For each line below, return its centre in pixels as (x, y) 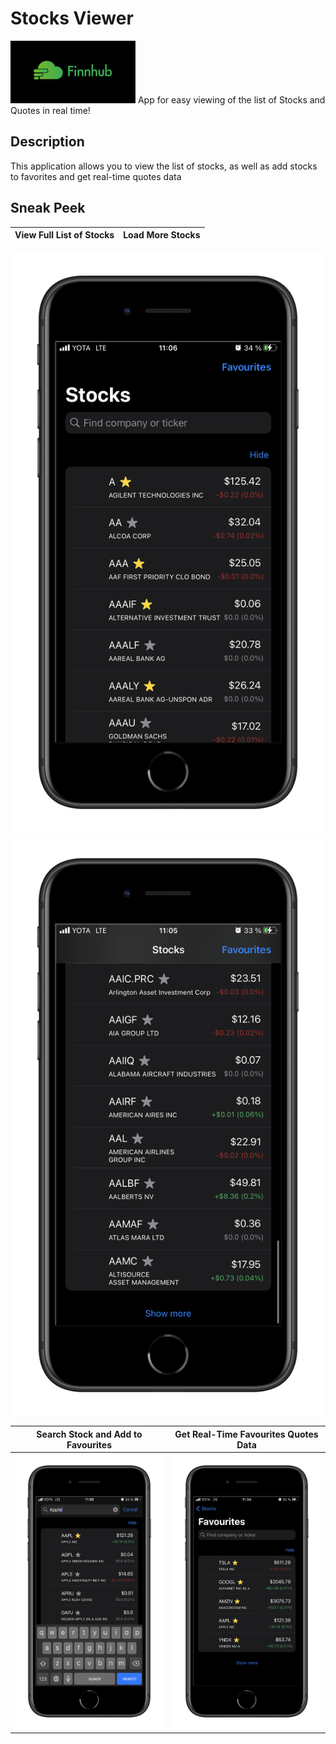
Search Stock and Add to (89, 1434)
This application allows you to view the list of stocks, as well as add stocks (164, 166)
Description (47, 142)
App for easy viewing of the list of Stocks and (231, 99)
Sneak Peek (48, 208)
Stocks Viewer (72, 18)
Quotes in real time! (50, 110)
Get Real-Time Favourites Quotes (246, 1434)
